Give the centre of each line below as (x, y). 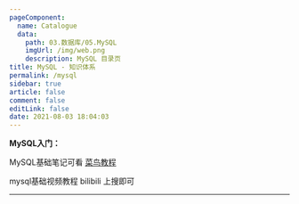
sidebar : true (36, 84)
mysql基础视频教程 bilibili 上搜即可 (72, 181)
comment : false (37, 100)
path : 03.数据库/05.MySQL (71, 42)
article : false (37, 92)
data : (28, 34)
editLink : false (39, 109)
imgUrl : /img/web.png (65, 51)
